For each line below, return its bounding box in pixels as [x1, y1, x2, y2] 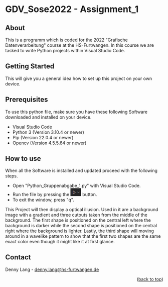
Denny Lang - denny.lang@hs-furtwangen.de [5, 266, 99, 272]
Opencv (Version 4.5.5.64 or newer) [12, 140, 87, 146]
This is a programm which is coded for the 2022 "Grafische [5, 37, 128, 43]
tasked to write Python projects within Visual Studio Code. [5, 48, 125, 53]
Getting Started [5, 62, 55, 71]
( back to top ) [136, 276, 163, 282]
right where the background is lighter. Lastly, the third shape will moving [5, 228, 154, 234]
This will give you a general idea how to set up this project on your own [5, 75, 152, 81]
